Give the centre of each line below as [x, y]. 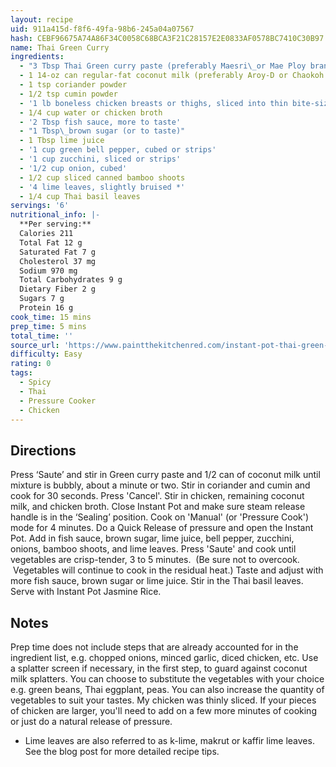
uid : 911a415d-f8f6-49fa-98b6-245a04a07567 [102, 29]
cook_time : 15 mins [51, 317]
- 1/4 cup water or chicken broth [91, 112]
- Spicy [35, 382]
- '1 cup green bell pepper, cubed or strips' [118, 150]
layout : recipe [42, 19]
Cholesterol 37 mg [58, 261]
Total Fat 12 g [51, 242]
